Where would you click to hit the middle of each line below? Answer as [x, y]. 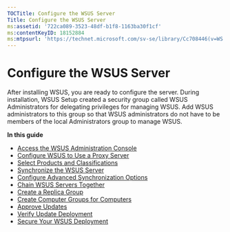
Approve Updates [42, 207]
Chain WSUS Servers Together [61, 185]
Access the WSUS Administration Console [77, 148]
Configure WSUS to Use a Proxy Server [73, 156]
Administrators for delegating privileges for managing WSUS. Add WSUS [110, 107]
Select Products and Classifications [67, 163]
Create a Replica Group [50, 192]
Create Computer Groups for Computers [74, 200]
